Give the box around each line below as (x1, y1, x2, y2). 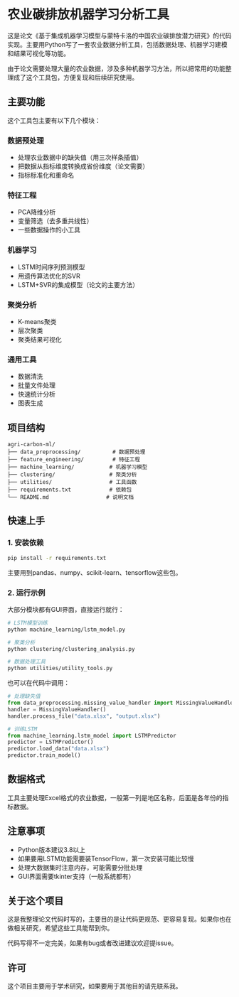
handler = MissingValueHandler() (7, 706, 107, 713)
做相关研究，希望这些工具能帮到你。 (7, 924, 114, 932)
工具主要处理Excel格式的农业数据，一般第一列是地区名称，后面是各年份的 (7, 793, 223, 802)
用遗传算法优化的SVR (17, 271, 80, 280)
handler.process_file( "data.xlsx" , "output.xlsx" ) (7, 712, 161, 720)
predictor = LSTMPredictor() (7, 738, 94, 746)
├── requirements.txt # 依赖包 (7, 486, 132, 494)
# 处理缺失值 (7, 693, 41, 700)
